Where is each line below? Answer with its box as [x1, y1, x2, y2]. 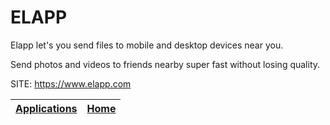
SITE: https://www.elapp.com [10, 77, 132, 90]
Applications [15, 101, 78, 115]
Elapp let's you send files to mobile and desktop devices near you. [10, 39, 284, 51]
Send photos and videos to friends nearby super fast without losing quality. [10, 58, 321, 70]
